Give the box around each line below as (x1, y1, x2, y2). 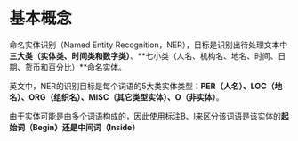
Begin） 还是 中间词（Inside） (32, 121, 141, 132)
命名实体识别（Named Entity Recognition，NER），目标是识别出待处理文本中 (9, 39, 287, 50)
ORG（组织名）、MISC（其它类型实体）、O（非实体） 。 (28, 91, 224, 103)
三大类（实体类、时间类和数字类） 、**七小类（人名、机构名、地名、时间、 (9, 50, 278, 61)
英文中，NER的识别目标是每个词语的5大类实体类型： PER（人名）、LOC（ (9, 80, 275, 91)
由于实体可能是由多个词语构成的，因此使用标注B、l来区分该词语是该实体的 (9, 111, 282, 121)
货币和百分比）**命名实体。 (24, 62, 127, 72)
